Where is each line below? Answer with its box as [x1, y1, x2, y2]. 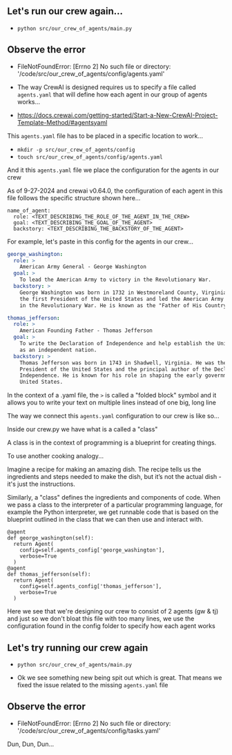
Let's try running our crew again [7, 642, 148, 654]
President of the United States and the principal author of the [19, 366, 212, 373]
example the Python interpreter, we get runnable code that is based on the [7, 508, 219, 516]
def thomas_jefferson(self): [7, 571, 91, 578]
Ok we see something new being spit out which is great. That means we [17, 673, 222, 682]
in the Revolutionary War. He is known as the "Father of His [19, 302, 202, 309]
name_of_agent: [7, 207, 51, 214]
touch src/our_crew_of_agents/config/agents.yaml [17, 153, 164, 161]
